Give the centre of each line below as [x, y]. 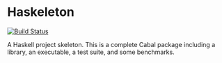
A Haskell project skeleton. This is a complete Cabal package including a [111, 44]
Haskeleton [41, 12]
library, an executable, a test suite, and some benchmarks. [91, 52]
